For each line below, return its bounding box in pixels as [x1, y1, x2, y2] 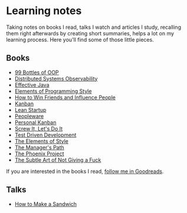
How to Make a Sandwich [14, 200, 77, 207]
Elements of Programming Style [14, 87, 92, 95]
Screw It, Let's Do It [14, 125, 63, 132]
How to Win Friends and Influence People [14, 94, 116, 101]
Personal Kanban [14, 119, 57, 126]
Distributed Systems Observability [14, 75, 98, 82]
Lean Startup [14, 106, 47, 113]
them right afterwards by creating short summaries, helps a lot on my [6, 29, 175, 36]
